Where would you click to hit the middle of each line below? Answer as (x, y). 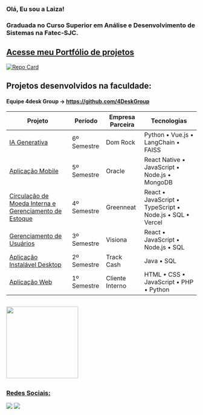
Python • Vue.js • (169, 135)
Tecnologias (169, 121)
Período (86, 121)
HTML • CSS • (165, 275)
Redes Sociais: (28, 393)
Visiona (117, 240)
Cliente (116, 278)
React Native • (165, 160)
